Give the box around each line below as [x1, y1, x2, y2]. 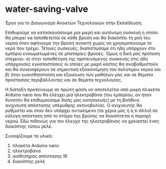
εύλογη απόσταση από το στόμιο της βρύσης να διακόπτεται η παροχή [5, 113, 151, 118]
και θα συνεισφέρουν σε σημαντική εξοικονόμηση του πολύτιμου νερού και [5, 66, 161, 72]
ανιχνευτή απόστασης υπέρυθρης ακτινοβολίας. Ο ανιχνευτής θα [5, 102, 142, 108]
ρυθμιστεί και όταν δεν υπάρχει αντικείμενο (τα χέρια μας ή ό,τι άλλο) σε [5, 108, 158, 113]
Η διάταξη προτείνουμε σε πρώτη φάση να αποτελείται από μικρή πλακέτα [5, 86, 160, 92]
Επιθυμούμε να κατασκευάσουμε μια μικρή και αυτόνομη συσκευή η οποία [5, 29, 158, 35]
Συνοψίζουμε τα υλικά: [5, 133, 53, 139]
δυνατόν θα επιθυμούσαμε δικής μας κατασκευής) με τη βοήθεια [5, 97, 140, 103]
